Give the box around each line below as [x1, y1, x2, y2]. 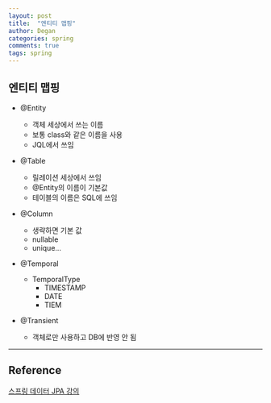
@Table [19, 156, 46, 165]
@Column [19, 209, 54, 218]
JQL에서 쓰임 [31, 139, 74, 149]
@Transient [19, 315, 59, 325]
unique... [31, 243, 62, 252]
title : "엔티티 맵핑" [8, 19, 77, 27]
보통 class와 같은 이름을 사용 [31, 130, 123, 139]
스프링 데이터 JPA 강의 [8, 386, 80, 396]
